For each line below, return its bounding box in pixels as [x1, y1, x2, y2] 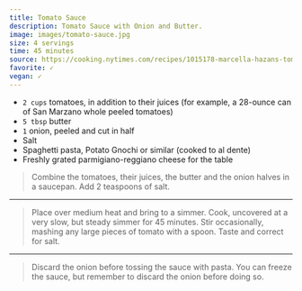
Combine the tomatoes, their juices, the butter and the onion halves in [31, 171, 290, 182]
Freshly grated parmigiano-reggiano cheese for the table [22, 154, 234, 165]
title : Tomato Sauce [9, 13, 87, 23]
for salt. [31, 235, 60, 246]
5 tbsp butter [22, 115, 72, 126]
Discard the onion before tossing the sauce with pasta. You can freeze [31, 261, 292, 272]
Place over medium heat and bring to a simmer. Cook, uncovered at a [31, 206, 289, 217]
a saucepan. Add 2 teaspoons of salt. [31, 181, 171, 192]
